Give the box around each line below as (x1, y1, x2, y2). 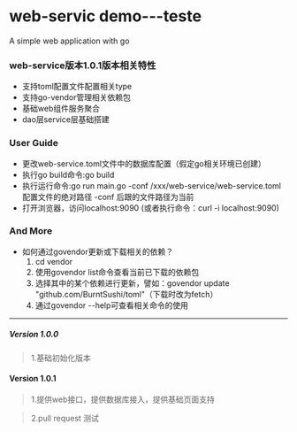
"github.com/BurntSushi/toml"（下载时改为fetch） (34, 289, 218, 299)
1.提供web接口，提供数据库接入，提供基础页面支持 (30, 394, 215, 405)
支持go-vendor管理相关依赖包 (21, 92, 131, 103)
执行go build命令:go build (21, 169, 115, 180)
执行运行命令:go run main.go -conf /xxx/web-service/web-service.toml (21, 180, 281, 191)
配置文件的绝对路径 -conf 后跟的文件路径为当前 (21, 191, 194, 202)
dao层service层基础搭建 (21, 114, 110, 125)
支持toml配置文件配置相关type (21, 81, 133, 92)
